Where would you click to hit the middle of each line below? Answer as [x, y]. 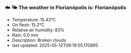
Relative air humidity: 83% [38, 30]
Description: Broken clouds [39, 40]
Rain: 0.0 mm [25, 35]
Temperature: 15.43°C [34, 20]
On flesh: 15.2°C [28, 25]
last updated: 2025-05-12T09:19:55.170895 [55, 45]
